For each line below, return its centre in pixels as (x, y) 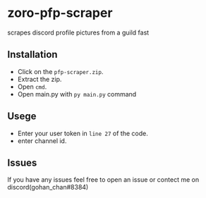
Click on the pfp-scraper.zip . (60, 71)
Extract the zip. (40, 79)
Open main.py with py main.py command (77, 94)
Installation (32, 55)
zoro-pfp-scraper (60, 13)
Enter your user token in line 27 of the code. (83, 133)
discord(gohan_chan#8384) (48, 187)
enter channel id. (42, 141)
